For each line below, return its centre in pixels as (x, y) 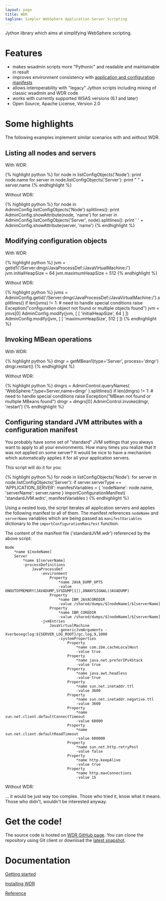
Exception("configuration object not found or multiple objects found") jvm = (82, 308)
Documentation (38, 860)
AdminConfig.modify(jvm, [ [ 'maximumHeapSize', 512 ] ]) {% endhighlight (81, 318)
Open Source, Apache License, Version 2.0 (56, 104)
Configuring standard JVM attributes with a (74, 422)
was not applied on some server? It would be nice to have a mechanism (78, 452)
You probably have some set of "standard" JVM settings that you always (79, 442)
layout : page (19, 10)
